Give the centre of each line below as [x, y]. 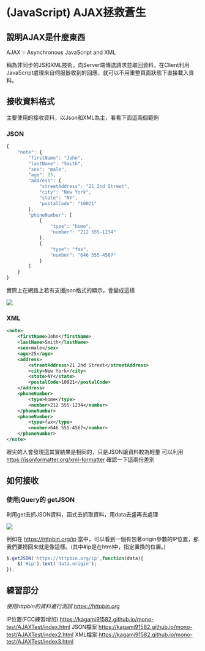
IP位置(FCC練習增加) [32, 619]
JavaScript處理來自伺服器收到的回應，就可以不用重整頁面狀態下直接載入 [98, 72]
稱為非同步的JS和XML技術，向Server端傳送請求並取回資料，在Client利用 [98, 65]
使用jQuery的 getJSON [41, 500]
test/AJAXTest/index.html [38, 627]
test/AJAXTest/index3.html [40, 642]
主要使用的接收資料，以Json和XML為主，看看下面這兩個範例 [83, 117]
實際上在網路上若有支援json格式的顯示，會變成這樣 [71, 290]
